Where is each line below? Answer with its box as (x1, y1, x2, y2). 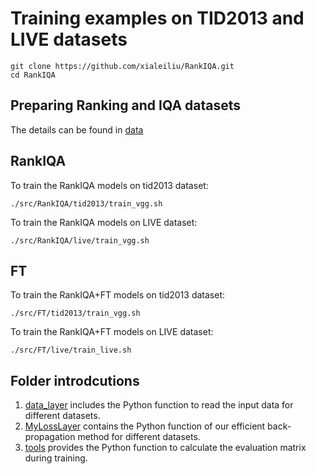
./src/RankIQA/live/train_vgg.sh (10, 235, 150, 246)
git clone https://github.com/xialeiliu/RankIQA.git (10, 61, 235, 71)
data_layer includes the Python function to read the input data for (24, 399, 294, 411)
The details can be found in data (10, 123, 144, 136)
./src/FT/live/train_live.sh (10, 345, 132, 356)
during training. (24, 452, 88, 464)
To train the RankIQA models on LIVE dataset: (10, 216, 198, 228)
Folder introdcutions (10, 372, 140, 389)
